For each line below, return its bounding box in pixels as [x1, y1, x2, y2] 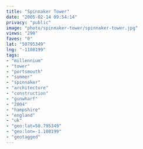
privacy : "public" [6, 19, 51, 25]
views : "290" [6, 31, 38, 36]
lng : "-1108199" [6, 47, 46, 53]
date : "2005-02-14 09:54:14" [6, 14, 78, 20]
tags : [6, 52, 19, 58]
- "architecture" [6, 85, 49, 91]
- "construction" [6, 90, 49, 96]
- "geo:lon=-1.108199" [6, 128, 62, 135]
